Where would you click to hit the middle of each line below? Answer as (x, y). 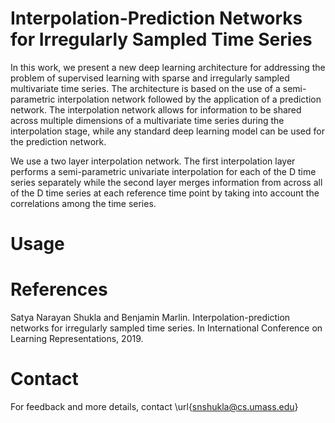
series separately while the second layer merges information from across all (166, 182)
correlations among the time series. (83, 203)
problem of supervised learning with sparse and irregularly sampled (150, 78)
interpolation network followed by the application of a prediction (189, 99)
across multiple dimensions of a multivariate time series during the (147, 120)
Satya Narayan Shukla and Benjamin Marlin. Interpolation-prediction (150, 318)
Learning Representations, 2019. (77, 339)
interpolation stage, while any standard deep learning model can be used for (167, 131)
